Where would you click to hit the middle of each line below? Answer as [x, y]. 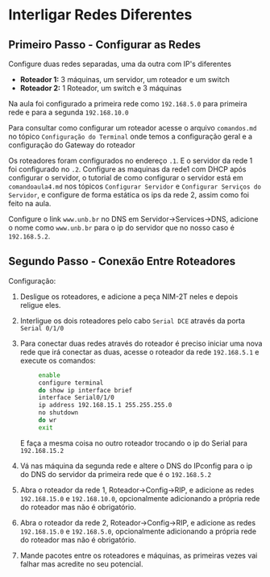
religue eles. [40, 305]
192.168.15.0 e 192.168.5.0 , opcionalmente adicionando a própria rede [138, 531]
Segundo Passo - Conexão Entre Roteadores [122, 262]
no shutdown [58, 413]
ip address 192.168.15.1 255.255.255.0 [105, 405]
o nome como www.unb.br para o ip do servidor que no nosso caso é [122, 228]
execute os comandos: [58, 360]
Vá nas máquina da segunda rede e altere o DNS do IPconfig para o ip [136, 466]
